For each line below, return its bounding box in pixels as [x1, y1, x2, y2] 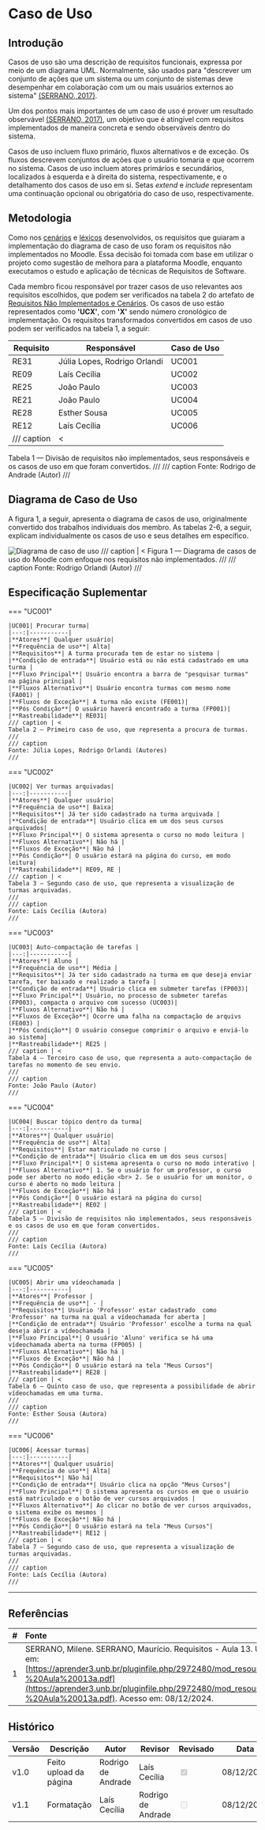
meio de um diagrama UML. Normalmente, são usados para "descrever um [8, 66, 252, 75]
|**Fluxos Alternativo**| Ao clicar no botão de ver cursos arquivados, [8, 1502, 252, 1510]
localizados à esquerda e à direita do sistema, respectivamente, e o [8, 172, 227, 181]
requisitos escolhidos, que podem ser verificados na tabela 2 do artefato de [8, 290, 255, 299]
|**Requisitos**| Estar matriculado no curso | [8, 1146, 168, 1154]
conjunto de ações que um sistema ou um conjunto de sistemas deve [8, 74, 233, 83]
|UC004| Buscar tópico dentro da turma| [8, 1118, 144, 1126]
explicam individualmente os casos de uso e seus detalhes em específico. [8, 531, 249, 540]
